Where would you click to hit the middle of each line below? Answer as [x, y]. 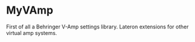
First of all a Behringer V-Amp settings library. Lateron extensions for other [97, 27]
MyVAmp [30, 10]
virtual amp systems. [32, 33]
